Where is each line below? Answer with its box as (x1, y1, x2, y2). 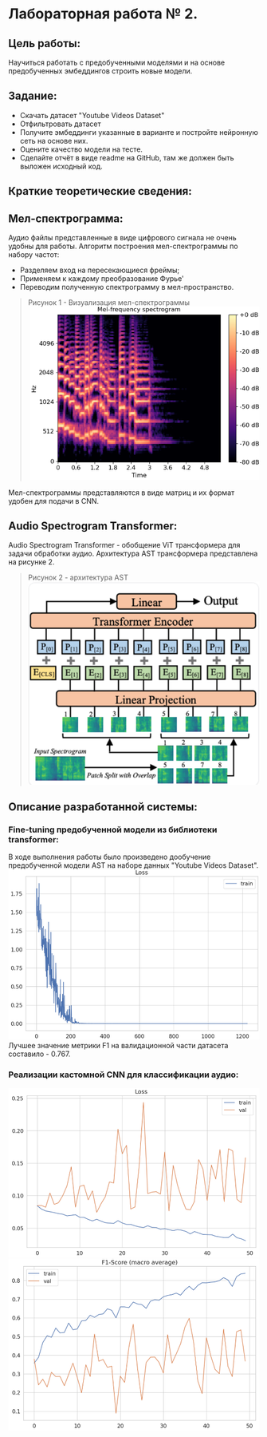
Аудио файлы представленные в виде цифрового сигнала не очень (8, 233, 237, 243)
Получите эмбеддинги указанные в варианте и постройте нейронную (19, 127, 259, 137)
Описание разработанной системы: (8, 800, 198, 814)
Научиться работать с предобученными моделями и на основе (8, 57, 226, 67)
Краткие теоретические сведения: (8, 184, 193, 198)
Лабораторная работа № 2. (8, 5, 198, 23)
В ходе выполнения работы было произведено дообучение (8, 852, 211, 862)
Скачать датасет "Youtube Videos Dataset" (19, 110, 165, 120)
